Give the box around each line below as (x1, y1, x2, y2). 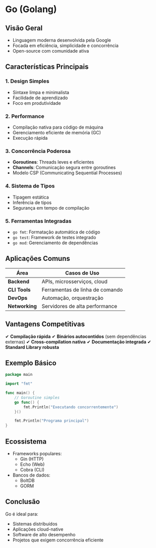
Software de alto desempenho (12, 531, 76, 537)
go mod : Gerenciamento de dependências (12, 240, 98, 246)
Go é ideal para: (5, 511, 39, 517)
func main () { (5, 390, 35, 396)
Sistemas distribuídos (12, 521, 58, 527)
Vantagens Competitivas (5, 320, 85, 329)
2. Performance (5, 112, 44, 120)
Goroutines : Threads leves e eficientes (12, 159, 94, 165)
